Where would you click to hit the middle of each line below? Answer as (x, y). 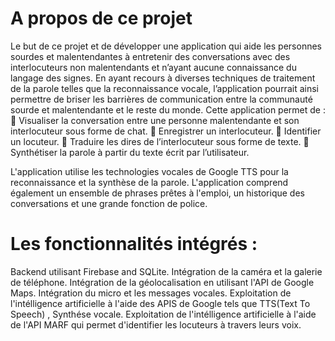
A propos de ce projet (101, 18)
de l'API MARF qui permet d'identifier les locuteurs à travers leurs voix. (156, 324)
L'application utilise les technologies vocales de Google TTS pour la (149, 171)
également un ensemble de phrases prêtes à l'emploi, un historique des (157, 193)
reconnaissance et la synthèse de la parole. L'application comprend (149, 182)
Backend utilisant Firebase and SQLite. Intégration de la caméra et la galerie (166, 271)
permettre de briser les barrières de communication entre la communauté (161, 99)
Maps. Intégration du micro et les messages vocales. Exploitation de (151, 293)
